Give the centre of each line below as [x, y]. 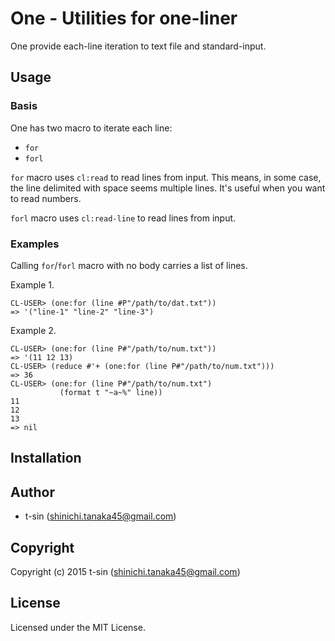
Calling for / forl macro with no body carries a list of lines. [129, 265]
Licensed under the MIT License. [78, 627]
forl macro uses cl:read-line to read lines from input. [123, 218]
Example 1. [32, 284]
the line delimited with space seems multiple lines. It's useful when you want [168, 188]
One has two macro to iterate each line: [91, 128]
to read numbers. [46, 198]
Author [32, 492]
